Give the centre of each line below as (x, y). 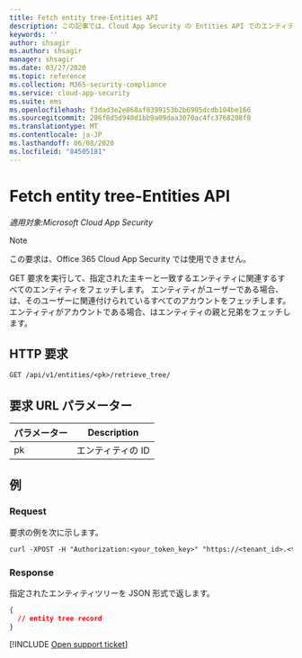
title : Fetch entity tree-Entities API (84, 18)
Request (28, 511)
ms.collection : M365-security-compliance (88, 85)
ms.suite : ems (36, 101)
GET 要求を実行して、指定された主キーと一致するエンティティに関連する (144, 278)
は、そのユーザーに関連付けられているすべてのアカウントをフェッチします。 (150, 300)
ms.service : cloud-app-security (70, 93)
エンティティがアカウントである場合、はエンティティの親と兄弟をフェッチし (150, 311)
